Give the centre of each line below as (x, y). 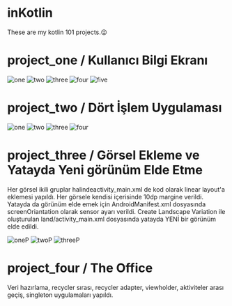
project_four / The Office (80, 268)
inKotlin (30, 13)
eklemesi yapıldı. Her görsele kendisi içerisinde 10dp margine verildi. (106, 197)
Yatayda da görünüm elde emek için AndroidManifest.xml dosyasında (107, 204)
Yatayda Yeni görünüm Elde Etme (105, 170)
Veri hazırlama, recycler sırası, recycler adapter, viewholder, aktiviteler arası (116, 287)
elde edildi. (23, 226)
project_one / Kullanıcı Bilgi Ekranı (108, 60)
